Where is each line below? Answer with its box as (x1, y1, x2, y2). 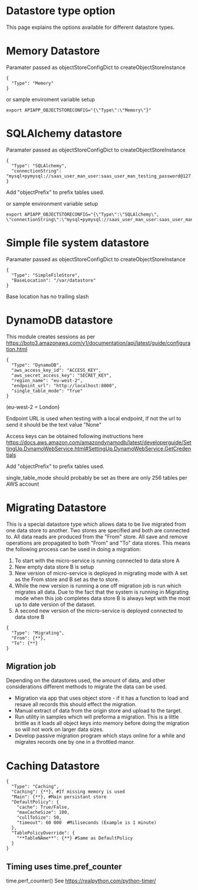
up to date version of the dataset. (14, 601, 96, 608)
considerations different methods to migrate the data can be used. (6, 683, 167, 690)
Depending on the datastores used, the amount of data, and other (6, 677, 166, 684)
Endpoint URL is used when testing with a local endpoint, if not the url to (6, 414, 181, 422)
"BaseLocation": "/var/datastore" (11, 277, 96, 284)
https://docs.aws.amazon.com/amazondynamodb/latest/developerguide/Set (6, 439, 192, 446)
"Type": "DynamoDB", (11, 362, 62, 368)
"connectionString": (11, 168, 62, 174)
